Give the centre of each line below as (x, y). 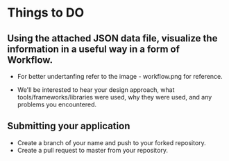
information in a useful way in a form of (94, 49)
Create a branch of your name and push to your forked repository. (111, 142)
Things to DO (46, 13)
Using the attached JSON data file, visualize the (112, 38)
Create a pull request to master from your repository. (93, 150)
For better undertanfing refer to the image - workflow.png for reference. (120, 76)
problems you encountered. (57, 104)
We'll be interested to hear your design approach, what (96, 90)
